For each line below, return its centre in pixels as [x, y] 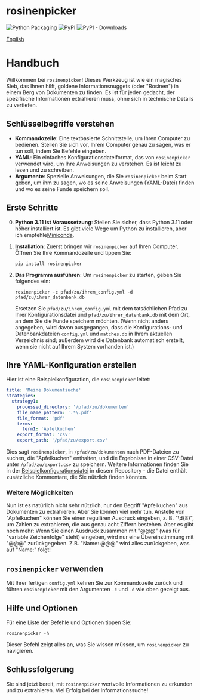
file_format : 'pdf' [41, 418]
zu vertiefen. [22, 105]
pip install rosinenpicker [48, 264]
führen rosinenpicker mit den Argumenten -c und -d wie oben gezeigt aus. [98, 590]
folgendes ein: [33, 281]
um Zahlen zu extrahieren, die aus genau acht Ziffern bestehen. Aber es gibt [100, 525]
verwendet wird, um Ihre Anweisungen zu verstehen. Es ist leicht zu [98, 164]
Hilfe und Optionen [42, 608]
